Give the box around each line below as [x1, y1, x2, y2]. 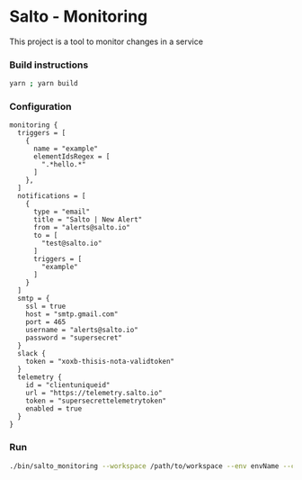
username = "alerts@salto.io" [25, 326, 139, 335]
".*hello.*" [41, 160, 87, 169]
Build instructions [9, 59, 89, 71]
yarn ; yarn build [9, 79, 78, 88]
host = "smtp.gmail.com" [25, 310, 119, 319]
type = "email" [32, 207, 91, 217]
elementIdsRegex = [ [32, 152, 111, 161]
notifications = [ [17, 192, 87, 201]
